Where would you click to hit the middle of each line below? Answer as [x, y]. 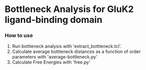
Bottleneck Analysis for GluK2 [69, 9]
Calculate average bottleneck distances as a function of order [76, 51]
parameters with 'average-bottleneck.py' [55, 57]
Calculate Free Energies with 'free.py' [51, 62]
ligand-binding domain [54, 20]
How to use [19, 35]
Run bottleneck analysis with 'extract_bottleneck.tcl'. [67, 46]
